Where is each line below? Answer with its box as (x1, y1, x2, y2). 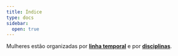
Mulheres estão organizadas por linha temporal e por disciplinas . (6, 43, 173, 50)
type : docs (6, 15, 34, 21)
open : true (12, 26, 40, 32)
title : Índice (6, 9, 43, 15)
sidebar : (6, 20, 29, 26)
